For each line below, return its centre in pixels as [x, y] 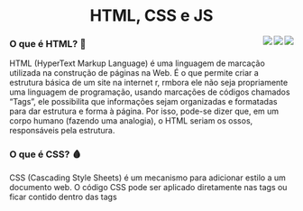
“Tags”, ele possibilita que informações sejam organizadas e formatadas [143, 102]
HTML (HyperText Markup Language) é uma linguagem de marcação [138, 63]
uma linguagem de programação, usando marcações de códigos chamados [150, 92]
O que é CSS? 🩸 [46, 154]
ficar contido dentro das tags [63, 197]
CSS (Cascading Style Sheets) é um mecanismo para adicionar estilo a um [148, 178]
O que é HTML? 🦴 [48, 44]
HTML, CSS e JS [151, 16]
